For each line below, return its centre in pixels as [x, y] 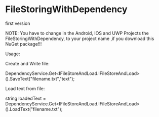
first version [18, 23]
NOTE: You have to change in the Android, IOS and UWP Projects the [77, 33]
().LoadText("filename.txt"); [34, 109]
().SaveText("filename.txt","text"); [40, 79]
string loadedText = [26, 98]
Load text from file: [25, 88]
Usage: [13, 54]
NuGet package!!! [24, 44]
